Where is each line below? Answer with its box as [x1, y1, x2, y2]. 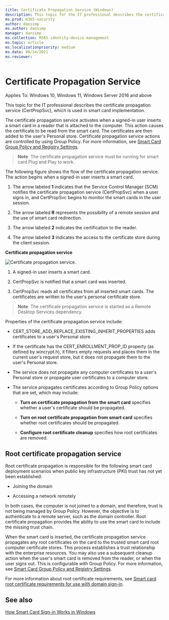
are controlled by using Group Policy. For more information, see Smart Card [5, 139, 161, 145]
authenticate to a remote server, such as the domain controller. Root [5, 513, 146, 519]
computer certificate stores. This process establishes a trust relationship [5, 545, 155, 551]
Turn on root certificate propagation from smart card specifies [20, 414, 152, 420]
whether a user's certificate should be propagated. [20, 405, 126, 411]
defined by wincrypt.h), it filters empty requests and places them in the [12, 349, 160, 355]
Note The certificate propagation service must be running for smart [17, 154, 159, 160]
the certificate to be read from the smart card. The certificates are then [5, 128, 152, 134]
